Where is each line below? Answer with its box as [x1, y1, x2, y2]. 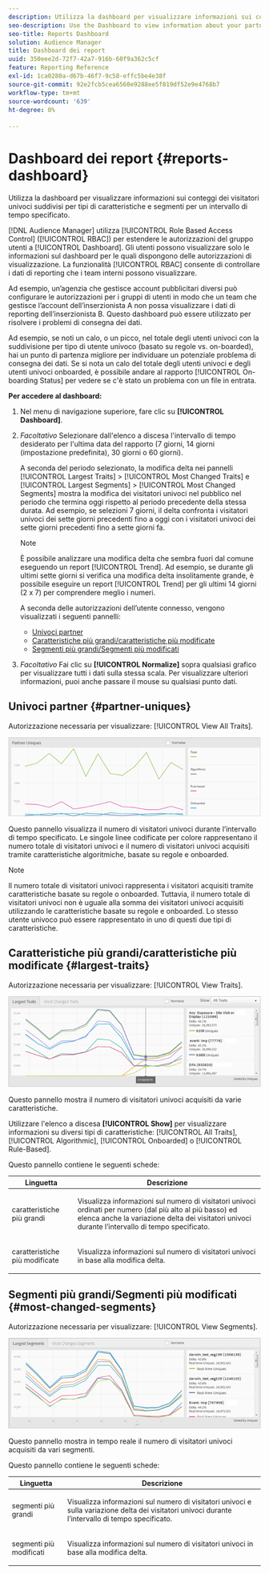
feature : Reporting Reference [8, 64, 110, 72]
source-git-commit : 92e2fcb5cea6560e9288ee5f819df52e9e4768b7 [8, 80, 220, 88]
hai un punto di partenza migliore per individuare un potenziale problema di [8, 350, 256, 360]
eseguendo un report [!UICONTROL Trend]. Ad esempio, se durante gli [19, 563, 254, 572]
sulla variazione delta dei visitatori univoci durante [66, 1505, 232, 1515]
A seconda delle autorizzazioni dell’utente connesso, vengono [19, 603, 226, 613]
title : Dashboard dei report [8, 46, 106, 55]
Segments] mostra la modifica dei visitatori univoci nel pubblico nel [19, 489, 242, 499]
